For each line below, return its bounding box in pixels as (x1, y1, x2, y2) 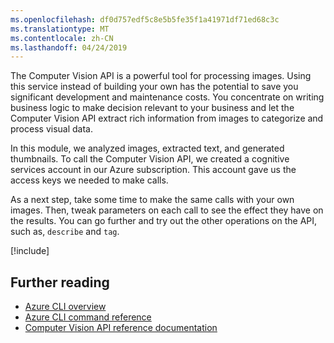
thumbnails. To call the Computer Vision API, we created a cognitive (10, 153, 290, 165)
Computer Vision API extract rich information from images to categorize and (10, 112, 324, 125)
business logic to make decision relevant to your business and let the (10, 102, 295, 114)
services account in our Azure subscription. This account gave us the (10, 164, 297, 176)
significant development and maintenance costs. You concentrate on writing (10, 91, 325, 103)
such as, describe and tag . (10, 226, 120, 238)
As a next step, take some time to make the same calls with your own (10, 194, 295, 206)
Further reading (10, 274, 110, 291)
